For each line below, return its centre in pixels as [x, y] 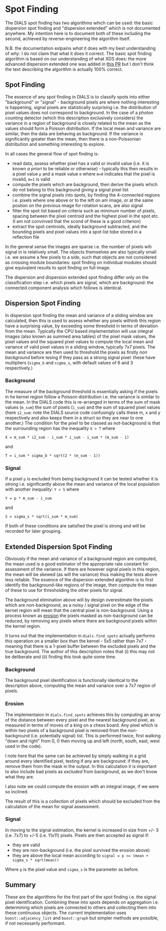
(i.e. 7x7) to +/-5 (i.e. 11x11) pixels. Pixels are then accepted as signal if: [77, 835]
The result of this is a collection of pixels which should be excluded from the [83, 801]
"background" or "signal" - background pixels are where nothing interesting [82, 102]
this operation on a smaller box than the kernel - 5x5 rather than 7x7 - [76, 641]
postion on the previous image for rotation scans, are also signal [78, 205]
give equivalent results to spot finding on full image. [58, 267]
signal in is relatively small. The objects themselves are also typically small [81, 252]
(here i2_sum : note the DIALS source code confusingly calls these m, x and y [83, 413]
